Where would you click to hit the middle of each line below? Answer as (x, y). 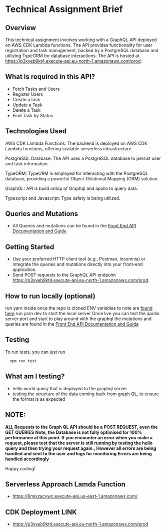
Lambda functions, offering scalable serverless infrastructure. (69, 148)
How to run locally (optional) (50, 296)
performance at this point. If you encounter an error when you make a (79, 437)
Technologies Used (36, 131)
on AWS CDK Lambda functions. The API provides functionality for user (79, 45)
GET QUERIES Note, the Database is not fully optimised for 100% (74, 432)
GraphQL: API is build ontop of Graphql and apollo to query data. (72, 188)
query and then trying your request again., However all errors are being (81, 448)
